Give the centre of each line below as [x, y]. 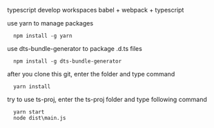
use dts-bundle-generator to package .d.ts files [75, 49]
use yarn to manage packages [50, 23]
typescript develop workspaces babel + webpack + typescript [96, 10]
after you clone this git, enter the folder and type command [91, 74]
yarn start [29, 112]
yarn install [32, 87]
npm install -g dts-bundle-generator [68, 61]
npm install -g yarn [43, 36]
